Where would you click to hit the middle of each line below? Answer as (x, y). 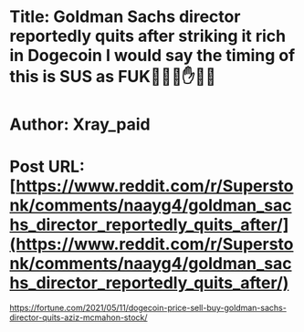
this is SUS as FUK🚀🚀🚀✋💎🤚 (113, 77)
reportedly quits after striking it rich (147, 36)
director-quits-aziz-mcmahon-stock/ (79, 317)
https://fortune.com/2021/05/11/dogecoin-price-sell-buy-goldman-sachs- (148, 308)
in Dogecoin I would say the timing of (152, 56)
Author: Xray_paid (80, 124)
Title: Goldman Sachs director (125, 17)
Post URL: (47, 166)
